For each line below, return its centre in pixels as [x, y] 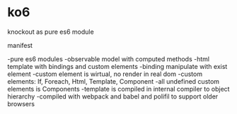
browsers [21, 103]
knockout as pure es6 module [51, 32]
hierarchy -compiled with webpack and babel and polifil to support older [113, 96]
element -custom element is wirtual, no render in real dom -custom [105, 74]
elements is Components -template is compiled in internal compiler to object [118, 89]
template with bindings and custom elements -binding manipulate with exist [117, 66]
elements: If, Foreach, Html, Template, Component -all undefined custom [114, 81]
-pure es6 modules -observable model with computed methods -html [109, 59]
